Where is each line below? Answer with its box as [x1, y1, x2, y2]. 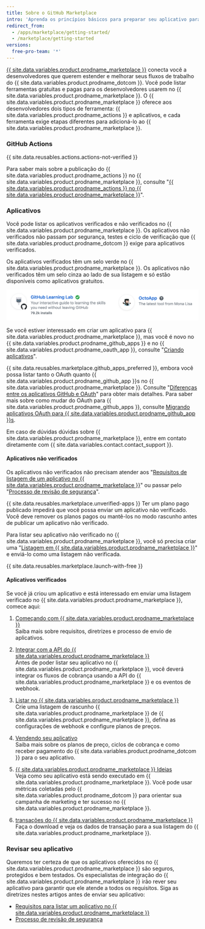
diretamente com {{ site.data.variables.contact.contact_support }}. [6, 441, 173, 448]
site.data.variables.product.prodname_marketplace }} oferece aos [6, 98, 172, 106]
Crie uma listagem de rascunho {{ [15, 703, 101, 710]
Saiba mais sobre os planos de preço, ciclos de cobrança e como [15, 741, 180, 748]
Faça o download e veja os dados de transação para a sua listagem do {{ [15, 823, 199, 830]
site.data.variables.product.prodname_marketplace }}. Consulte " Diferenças [6, 383, 197, 391]
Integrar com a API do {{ [15, 646, 76, 653]
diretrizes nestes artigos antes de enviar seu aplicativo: [6, 891, 145, 898]
